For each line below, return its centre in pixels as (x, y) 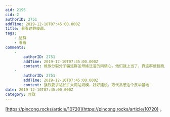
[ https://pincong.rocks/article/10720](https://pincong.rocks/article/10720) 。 (85, 109)
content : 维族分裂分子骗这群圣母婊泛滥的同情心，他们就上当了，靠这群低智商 (94, 66)
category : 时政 (20, 94)
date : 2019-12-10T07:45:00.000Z (39, 90)
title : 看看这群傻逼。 (27, 29)
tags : (11, 33)
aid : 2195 (16, 10)
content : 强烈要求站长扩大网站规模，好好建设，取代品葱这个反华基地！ (88, 85)
